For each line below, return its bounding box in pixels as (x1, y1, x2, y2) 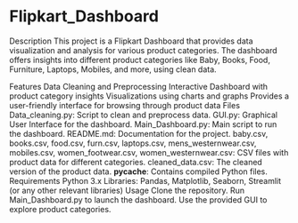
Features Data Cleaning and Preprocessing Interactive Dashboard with (9, 81, 269, 92)
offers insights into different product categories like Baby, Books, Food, (9, 54, 270, 65)
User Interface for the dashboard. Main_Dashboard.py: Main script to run (9, 118, 277, 130)
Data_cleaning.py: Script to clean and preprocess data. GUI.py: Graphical (9, 109, 278, 120)
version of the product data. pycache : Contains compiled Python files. (9, 166, 268, 177)
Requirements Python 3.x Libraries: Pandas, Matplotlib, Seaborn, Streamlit (9, 175, 282, 186)
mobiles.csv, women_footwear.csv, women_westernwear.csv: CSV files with (9, 147, 289, 157)
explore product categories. (9, 203, 112, 214)
